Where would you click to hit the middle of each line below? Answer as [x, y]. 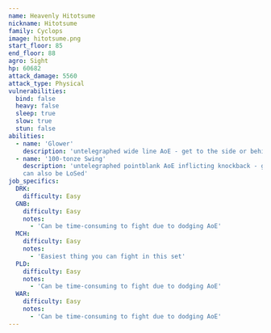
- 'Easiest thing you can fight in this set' [107, 256]
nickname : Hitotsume [43, 23]
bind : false [36, 99]
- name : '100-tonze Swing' [61, 158]
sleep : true [36, 114]
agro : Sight [28, 61]
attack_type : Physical [46, 83]
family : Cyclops [35, 31]
